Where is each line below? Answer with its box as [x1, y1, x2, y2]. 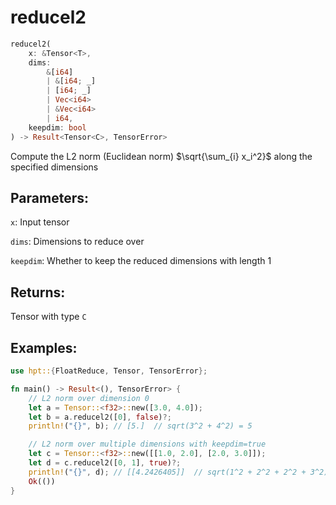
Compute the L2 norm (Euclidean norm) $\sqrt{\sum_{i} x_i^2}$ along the [10, 150, 313, 162]
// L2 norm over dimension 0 [28, 393, 150, 403]
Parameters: [10, 189, 89, 206]
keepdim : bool [28, 122, 87, 133]
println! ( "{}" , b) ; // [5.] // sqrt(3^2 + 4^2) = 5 [28, 421, 253, 431]
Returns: [10, 284, 66, 301]
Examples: [10, 339, 78, 356]
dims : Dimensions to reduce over [10, 236, 145, 248]
